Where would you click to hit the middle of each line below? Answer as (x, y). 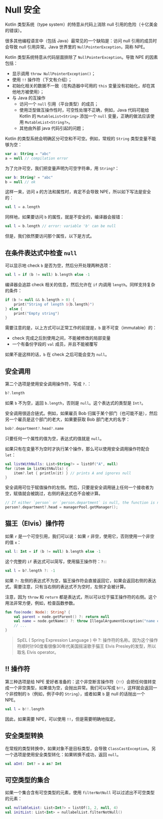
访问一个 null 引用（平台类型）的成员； (59, 104)
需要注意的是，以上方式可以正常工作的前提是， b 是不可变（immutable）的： (81, 328)
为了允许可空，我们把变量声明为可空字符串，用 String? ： (62, 168)
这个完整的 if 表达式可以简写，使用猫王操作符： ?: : (56, 561)
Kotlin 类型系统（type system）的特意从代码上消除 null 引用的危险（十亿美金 (81, 24)
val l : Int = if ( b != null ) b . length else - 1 (53, 551)
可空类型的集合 (27, 780)
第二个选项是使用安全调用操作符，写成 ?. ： (48, 384)
